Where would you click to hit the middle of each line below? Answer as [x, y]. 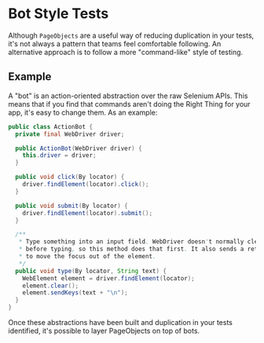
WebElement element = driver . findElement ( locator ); [108, 278]
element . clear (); [51, 286]
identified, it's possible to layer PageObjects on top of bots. [104, 331]
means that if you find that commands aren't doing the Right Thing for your [129, 104]
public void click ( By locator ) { [70, 177]
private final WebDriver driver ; [70, 134]
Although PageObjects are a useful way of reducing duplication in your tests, [131, 35]
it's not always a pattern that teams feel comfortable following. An [115, 43]
